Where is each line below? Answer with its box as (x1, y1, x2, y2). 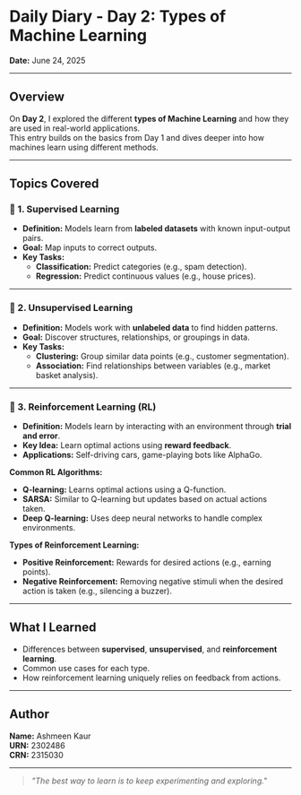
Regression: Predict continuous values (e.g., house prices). (35, 271, 256, 281)
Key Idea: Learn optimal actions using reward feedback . (21, 440, 232, 451)
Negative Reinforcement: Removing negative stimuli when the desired (21, 576, 284, 587)
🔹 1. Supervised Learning (9, 203, 120, 216)
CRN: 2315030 (9, 749, 64, 760)
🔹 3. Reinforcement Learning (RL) (9, 401, 157, 413)
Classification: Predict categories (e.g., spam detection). (35, 262, 247, 272)
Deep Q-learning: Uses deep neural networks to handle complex (21, 513, 262, 523)
